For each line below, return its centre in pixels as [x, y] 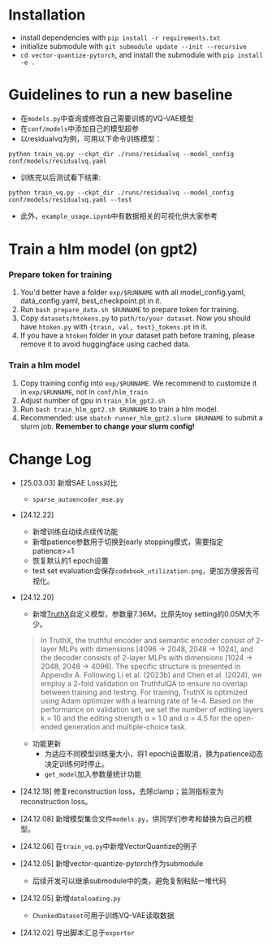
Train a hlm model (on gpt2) [103, 249]
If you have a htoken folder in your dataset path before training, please [138, 336]
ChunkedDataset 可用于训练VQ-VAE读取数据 [103, 915]
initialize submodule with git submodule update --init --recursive [134, 46]
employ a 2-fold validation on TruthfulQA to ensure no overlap [144, 683]
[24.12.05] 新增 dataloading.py [70, 898]
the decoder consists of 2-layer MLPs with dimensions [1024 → [147, 657]
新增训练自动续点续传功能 [75, 531]
